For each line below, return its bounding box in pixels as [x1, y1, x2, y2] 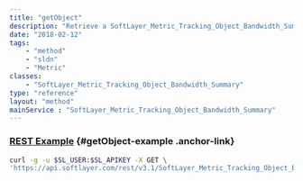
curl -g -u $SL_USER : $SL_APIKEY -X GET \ [9, 155, 168, 165]
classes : [9, 72, 42, 81]
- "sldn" [25, 55, 59, 64]
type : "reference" [9, 88, 78, 97]
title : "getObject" [9, 13, 83, 23]
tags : [9, 38, 30, 48]
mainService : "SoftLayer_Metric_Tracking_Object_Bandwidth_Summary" [9, 105, 277, 114]
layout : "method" [9, 96, 75, 106]
